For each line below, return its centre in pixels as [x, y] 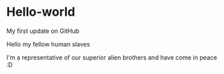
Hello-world [41, 12]
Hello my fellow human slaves [48, 44]
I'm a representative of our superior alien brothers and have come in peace [112, 57]
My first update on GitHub [43, 31]
